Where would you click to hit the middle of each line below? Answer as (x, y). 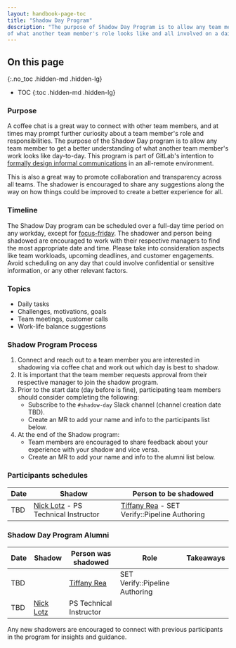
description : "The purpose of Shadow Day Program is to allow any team (114, 27)
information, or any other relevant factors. (68, 270)
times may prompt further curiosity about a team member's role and (105, 134)
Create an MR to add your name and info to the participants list (119, 420)
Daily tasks (33, 304)
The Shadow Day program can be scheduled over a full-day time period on (116, 225)
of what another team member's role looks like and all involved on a (113, 33)
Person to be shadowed (173, 493)
